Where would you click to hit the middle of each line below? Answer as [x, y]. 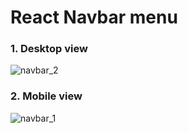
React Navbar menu [94, 17]
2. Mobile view [46, 96]
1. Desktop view [49, 49]
